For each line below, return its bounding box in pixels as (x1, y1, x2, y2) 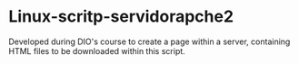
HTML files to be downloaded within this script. (8, 45, 185, 56)
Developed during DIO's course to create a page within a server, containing (8, 36, 291, 47)
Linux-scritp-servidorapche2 (8, 6, 234, 27)
